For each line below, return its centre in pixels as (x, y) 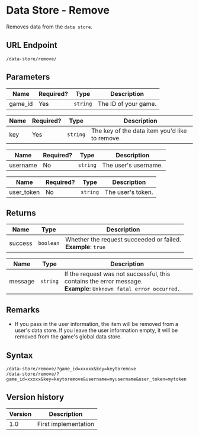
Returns (21, 213)
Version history (35, 397)
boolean (49, 243)
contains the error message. (104, 282)
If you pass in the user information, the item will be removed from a (97, 324)
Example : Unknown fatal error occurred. (122, 289)
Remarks (23, 310)
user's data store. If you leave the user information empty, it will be (96, 330)
